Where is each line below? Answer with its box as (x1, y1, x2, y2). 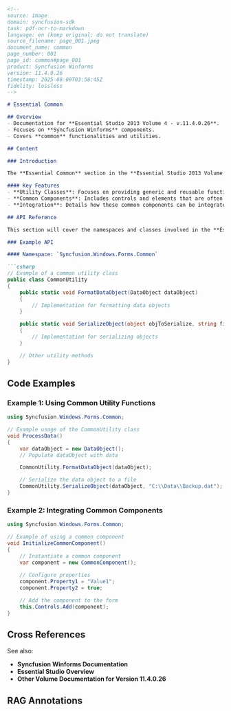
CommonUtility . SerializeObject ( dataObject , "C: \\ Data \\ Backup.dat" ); (19, 483, 223, 490)
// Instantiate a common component (19, 552, 122, 559)
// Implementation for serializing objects (32, 333, 158, 340)
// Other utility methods (19, 352, 94, 359)
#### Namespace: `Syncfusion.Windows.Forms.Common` (7, 251, 158, 258)
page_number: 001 (7, 51, 57, 58)
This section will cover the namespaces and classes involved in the (7, 226, 211, 233)
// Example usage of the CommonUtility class (7, 426, 140, 433)
